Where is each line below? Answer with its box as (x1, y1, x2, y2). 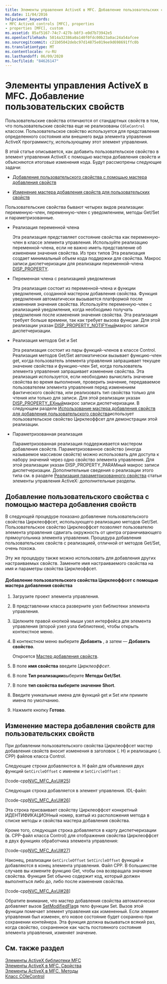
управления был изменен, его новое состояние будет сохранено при (5, 914, 153, 920)
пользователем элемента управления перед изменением (12, 384, 136, 390)
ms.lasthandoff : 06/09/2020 (5, 53, 64, 59)
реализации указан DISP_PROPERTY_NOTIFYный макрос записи (12, 323, 148, 329)
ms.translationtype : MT (5, 44, 55, 49)
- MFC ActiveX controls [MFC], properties (5, 21, 94, 26)
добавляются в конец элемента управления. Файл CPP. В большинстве (5, 863, 158, 869)
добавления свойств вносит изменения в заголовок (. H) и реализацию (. (5, 748, 162, 754)
